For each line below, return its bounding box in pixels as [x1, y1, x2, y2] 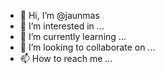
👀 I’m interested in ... [19, 20, 105, 32]
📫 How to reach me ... [19, 53, 113, 64]
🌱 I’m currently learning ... [19, 31, 127, 42]
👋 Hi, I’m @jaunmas [19, 10, 100, 21]
